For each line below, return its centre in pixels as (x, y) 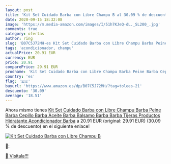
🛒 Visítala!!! (17, 156)
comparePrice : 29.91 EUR (32, 67)
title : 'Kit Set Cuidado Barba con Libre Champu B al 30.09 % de (76, 15)
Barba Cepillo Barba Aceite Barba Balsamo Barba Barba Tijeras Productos (83, 115)
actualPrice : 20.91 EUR (31, 53)
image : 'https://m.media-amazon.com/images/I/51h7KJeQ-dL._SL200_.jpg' (83, 24)
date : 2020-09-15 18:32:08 (34, 19)
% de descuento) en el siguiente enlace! (48, 126)
